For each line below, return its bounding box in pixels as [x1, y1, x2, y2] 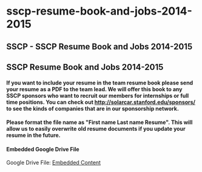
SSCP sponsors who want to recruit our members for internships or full [6, 92, 189, 99]
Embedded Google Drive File [6, 145, 80, 153]
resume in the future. [6, 132, 61, 139]
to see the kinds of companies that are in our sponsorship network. [6, 105, 179, 112]
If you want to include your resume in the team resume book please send [6, 79, 194, 86]
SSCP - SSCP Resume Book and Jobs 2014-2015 [6, 41, 193, 52]
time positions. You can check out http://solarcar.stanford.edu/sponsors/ [6, 98, 196, 106]
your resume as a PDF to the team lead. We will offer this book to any [6, 85, 183, 92]
